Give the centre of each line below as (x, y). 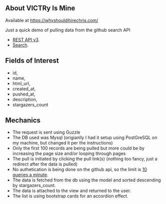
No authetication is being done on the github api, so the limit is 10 (80, 169)
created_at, (24, 88)
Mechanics (23, 120)
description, (25, 99)
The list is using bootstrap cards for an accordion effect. (70, 196)
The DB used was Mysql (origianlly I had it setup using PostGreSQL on (85, 137)
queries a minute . (30, 175)
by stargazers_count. (34, 185)
